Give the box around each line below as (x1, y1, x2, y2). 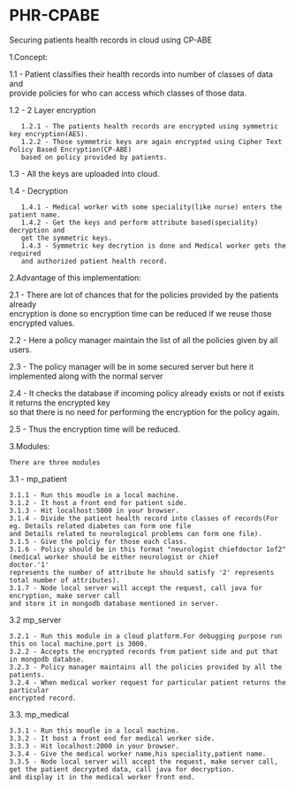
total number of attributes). (9, 576, 121, 585)
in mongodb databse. (9, 655, 86, 663)
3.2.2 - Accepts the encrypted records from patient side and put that (9, 647, 278, 656)
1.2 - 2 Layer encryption (9, 104, 96, 115)
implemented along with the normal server (9, 371, 163, 381)
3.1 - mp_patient (9, 473, 68, 484)
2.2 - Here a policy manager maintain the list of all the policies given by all (9, 334, 278, 345)
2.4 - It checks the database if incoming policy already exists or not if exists (9, 387, 285, 398)
